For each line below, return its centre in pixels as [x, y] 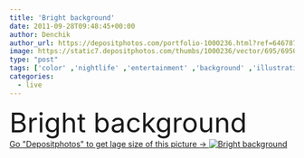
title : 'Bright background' [62, 18]
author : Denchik [40, 34]
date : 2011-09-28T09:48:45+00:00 [72, 26]
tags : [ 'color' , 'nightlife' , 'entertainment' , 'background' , [131, 69]
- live [30, 85]
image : [22, 51]
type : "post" [34, 60]
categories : [32, 77]
